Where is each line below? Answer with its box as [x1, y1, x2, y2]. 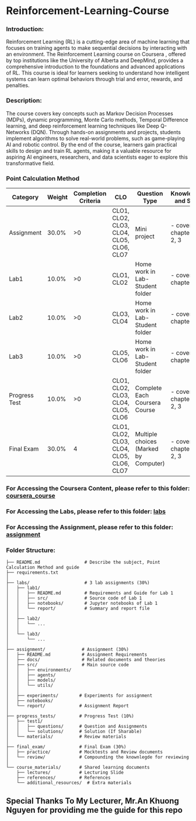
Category [12, 193, 39, 202]
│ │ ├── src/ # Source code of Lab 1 [6, 595, 142, 601]
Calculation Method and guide [6, 564, 80, 571]
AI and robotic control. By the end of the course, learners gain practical [6, 141, 177, 148]
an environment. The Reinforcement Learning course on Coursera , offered [6, 51, 186, 58]
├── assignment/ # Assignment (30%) [6, 646, 129, 653]
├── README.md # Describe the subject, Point [6, 560, 160, 565]
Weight [47, 193, 68, 202]
